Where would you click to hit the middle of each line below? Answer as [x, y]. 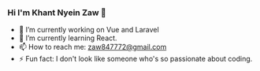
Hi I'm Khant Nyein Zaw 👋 [57, 13]
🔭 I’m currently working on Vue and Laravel [89, 30]
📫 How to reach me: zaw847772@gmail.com [93, 47]
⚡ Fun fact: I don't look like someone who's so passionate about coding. [136, 59]
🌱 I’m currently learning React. [68, 38]
